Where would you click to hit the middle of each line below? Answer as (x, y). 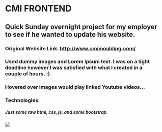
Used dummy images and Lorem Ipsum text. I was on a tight (77, 62)
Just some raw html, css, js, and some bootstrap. (56, 112)
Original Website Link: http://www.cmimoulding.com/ (70, 48)
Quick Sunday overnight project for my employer (81, 27)
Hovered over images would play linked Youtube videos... (75, 87)
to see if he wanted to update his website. (70, 34)
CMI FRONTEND (39, 9)
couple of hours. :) (27, 74)
